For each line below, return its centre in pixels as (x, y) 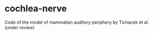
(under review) (20, 27)
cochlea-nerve (36, 9)
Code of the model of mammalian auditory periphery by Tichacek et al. (77, 22)
